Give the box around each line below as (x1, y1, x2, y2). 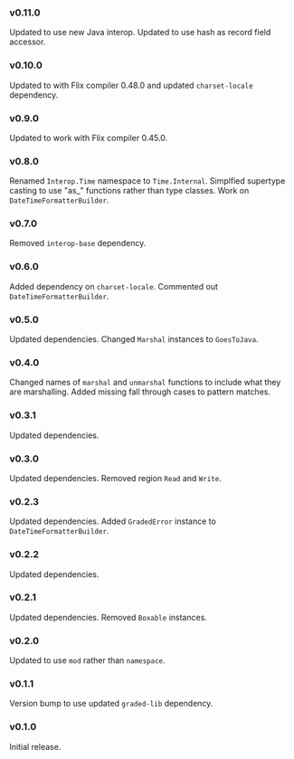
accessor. (9, 36, 46, 47)
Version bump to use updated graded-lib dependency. (9, 698, 213, 709)
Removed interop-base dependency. (9, 238, 147, 249)
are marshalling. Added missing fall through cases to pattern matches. (9, 386, 271, 397)
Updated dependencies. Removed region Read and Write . (9, 472, 222, 483)
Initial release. (9, 741, 62, 752)
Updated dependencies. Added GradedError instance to (9, 516, 217, 527)
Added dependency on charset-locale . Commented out (9, 280, 219, 291)
